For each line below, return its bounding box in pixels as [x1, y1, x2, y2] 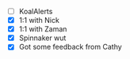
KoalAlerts [18, 7, 53, 16]
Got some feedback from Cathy [18, 42, 122, 52]
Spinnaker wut [18, 33, 67, 42]
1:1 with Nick [18, 16, 60, 25]
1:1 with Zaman [18, 24, 67, 34]
